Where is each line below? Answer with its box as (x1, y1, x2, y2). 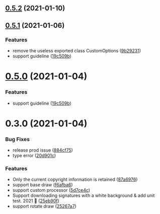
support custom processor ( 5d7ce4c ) (12, 187, 91, 193)
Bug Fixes (5, 135, 30, 142)
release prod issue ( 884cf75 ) (12, 147, 73, 153)
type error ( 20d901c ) (12, 153, 56, 159)
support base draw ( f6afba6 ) (12, 182, 73, 188)
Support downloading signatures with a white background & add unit (12, 192, 155, 198)
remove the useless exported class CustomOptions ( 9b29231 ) (12, 48, 141, 54)
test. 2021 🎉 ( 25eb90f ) (12, 198, 59, 204)
